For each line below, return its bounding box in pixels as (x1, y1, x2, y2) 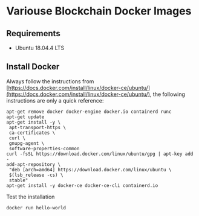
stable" (8, 177, 28, 183)
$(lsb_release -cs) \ (8, 172, 64, 178)
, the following (149, 91, 186, 98)
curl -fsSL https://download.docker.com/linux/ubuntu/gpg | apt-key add (6, 151, 194, 157)
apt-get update (6, 113, 45, 120)
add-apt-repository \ (6, 161, 61, 167)
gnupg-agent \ (8, 140, 45, 146)
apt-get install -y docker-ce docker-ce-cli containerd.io (6, 182, 158, 188)
